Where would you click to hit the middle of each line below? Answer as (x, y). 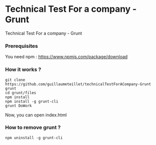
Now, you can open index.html (36, 115)
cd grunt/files (21, 93)
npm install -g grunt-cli (32, 101)
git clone (15, 80)
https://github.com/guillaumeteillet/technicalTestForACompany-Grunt (78, 84)
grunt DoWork (19, 106)
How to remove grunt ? (33, 128)
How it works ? (23, 70)
